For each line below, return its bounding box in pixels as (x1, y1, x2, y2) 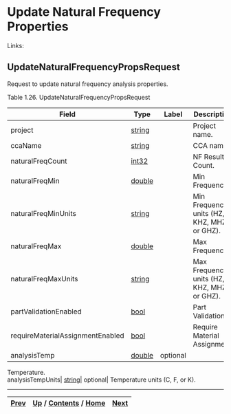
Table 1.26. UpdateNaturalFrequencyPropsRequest (7, 93, 151, 101)
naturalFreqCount (10, 156, 67, 166)
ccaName (10, 140, 42, 150)
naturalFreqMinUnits (10, 208, 77, 218)
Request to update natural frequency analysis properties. (7, 80, 168, 88)
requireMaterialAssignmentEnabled (10, 331, 125, 340)
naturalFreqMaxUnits (10, 274, 78, 283)
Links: (7, 41, 24, 50)
